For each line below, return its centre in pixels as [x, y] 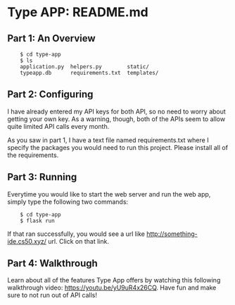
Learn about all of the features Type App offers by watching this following [114, 280]
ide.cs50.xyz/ [27, 241]
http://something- [172, 234]
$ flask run [37, 220]
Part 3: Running [42, 177]
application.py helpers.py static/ [85, 67]
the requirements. [33, 155]
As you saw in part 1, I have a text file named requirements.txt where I [108, 140]
